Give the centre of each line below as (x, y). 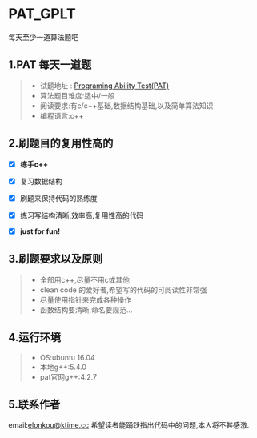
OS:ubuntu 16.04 (67, 357)
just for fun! (40, 231)
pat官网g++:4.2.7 (68, 376)
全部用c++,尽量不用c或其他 (85, 279)
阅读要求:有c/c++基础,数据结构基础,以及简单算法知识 (126, 106)
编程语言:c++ (62, 115)
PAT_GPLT (42, 14)
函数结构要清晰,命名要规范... (86, 310)
